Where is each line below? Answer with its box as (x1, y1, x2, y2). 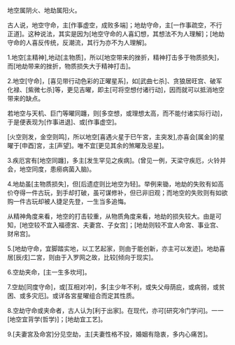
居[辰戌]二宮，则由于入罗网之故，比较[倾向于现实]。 (7, 254, 157, 261)
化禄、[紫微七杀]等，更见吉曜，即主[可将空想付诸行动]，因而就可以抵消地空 (7, 86, 225, 94)
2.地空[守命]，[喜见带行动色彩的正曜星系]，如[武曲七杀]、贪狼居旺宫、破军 (7, 77, 222, 85)
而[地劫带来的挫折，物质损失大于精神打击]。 (7, 62, 135, 70)
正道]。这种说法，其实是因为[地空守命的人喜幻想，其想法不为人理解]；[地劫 (7, 30, 225, 38)
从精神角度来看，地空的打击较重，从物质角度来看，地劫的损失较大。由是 (7, 212, 215, 220)
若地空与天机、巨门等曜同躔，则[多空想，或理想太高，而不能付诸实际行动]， (7, 109, 227, 117)
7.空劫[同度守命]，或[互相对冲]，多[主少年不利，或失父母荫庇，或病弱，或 (7, 283, 219, 291)
